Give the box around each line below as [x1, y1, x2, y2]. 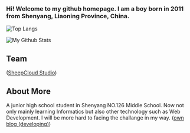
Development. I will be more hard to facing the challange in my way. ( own [6, 114, 184, 121]
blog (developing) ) [6, 120, 51, 127]
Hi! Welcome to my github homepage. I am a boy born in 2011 [6, 5, 184, 13]
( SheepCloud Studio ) [6, 69, 57, 76]
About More [6, 86, 51, 96]
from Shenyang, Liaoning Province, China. [6, 12, 130, 20]
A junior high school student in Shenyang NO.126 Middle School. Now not [6, 101, 184, 108]
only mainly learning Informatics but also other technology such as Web [6, 108, 181, 115]
